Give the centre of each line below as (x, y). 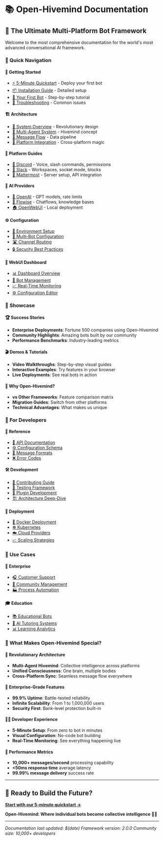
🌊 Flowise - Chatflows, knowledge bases (53, 202)
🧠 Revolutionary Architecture (35, 655)
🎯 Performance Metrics (29, 752)
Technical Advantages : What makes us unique (60, 407)
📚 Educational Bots (32, 616)
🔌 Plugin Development (34, 493)
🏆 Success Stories (25, 317)
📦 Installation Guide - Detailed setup (49, 90)
